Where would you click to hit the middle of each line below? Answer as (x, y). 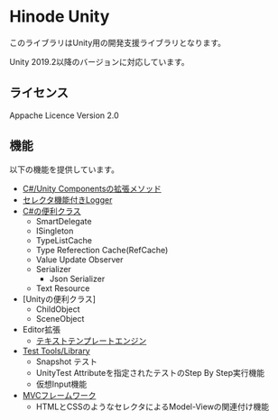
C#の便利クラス (51, 211)
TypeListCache (64, 240)
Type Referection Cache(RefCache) (102, 250)
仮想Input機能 (61, 384)
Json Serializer (77, 278)
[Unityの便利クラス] (59, 298)
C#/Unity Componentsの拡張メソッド (92, 188)
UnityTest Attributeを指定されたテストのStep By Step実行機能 (150, 372)
